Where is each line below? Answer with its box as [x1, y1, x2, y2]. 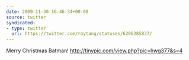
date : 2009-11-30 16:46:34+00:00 [6, 8, 89, 15]
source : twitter [6, 14, 46, 20]
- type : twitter [6, 25, 46, 31]
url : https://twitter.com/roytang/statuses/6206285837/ [11, 31, 152, 37]
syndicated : [6, 20, 36, 26]
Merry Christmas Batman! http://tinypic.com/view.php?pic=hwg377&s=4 [6, 47, 183, 54]
